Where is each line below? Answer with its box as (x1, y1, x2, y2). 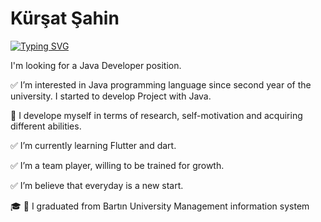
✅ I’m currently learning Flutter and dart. (10, 139, 177, 151)
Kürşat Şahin (10, 7, 120, 30)
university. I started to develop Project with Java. (10, 90, 212, 102)
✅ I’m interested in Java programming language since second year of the (10, 78, 312, 91)
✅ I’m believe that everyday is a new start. (10, 179, 184, 191)
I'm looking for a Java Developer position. (10, 59, 182, 71)
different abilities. (10, 120, 82, 132)
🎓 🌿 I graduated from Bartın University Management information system (10, 200, 310, 212)
